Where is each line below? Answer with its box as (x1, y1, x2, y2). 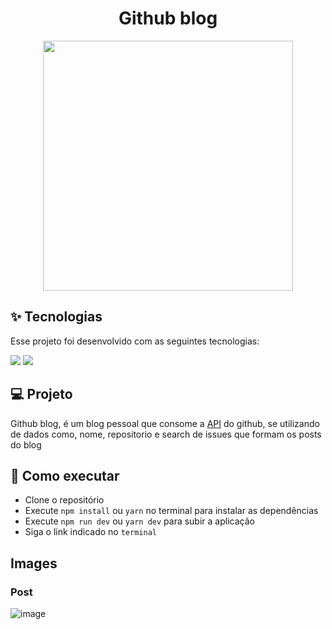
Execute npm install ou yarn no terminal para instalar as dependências (24, 505, 319, 517)
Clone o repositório (24, 494, 105, 506)
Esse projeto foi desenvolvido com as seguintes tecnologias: (10, 335, 260, 347)
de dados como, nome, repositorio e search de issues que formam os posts (10, 428, 322, 440)
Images (10, 555, 58, 572)
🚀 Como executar (10, 467, 120, 484)
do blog (10, 438, 42, 451)
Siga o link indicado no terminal (24, 526, 157, 538)
